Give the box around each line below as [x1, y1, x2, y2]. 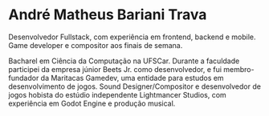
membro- [223, 64, 255, 74]
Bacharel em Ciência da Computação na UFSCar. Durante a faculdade [8, 56, 240, 66]
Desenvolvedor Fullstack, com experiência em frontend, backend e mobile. [8, 32, 256, 42]
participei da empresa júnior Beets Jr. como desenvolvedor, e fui [8, 64, 222, 74]
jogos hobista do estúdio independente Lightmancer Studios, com [8, 90, 226, 99]
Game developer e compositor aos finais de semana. [8, 40, 183, 50]
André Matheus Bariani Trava [8, 6, 207, 24]
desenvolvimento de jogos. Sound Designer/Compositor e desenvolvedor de [8, 82, 261, 91]
